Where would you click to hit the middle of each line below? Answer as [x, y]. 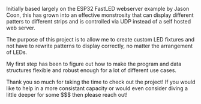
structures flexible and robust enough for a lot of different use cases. [91, 70]
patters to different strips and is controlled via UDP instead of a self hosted [99, 21]
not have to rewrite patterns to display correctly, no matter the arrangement [100, 46]
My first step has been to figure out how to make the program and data [94, 64]
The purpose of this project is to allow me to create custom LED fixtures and [100, 39]
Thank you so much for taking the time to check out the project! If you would [101, 82]
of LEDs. [17, 52]
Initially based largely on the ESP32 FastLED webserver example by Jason [98, 9]
